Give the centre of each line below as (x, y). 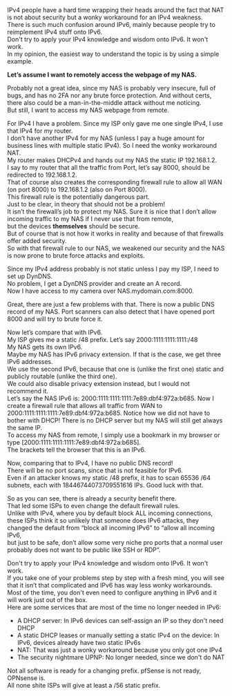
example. (20, 61)
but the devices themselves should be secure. (74, 226)
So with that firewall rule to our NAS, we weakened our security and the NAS (116, 248)
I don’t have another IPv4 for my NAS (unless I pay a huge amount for (106, 138)
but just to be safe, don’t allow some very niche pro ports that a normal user (115, 542)
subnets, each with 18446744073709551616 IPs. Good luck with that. (105, 485)
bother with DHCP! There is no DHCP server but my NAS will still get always (115, 420)
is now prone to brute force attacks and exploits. (76, 255)
